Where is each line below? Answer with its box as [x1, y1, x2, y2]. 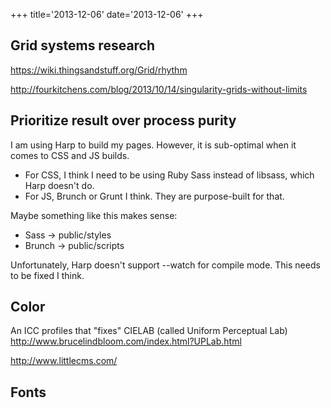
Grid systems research [10, 37, 156, 54]
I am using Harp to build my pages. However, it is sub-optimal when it [10, 139, 297, 151]
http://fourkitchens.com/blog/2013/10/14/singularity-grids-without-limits [10, 83, 308, 95]
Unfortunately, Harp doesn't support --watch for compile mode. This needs [10, 259, 321, 271]
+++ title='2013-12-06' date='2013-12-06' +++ [10, 9, 204, 20]
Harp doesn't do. [24, 179, 95, 191]
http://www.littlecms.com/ [10, 355, 118, 367]
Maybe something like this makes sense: [10, 209, 178, 221]
